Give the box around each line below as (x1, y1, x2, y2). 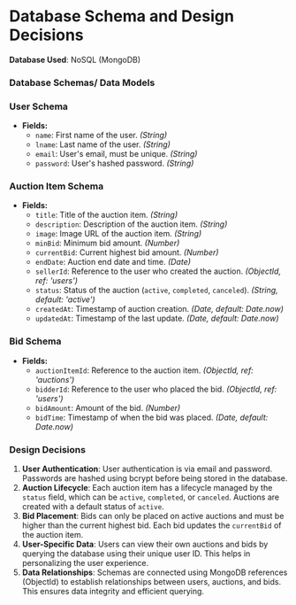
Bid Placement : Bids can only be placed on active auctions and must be (21, 511, 285, 522)
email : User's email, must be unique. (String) (34, 149, 198, 159)
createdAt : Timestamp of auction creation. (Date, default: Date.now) (34, 304, 285, 314)
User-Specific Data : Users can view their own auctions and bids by (21, 539, 269, 550)
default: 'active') (34, 294, 95, 305)
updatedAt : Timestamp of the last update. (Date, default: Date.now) (34, 313, 280, 324)
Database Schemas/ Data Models (9, 76, 156, 89)
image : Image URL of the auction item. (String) (34, 229, 202, 239)
